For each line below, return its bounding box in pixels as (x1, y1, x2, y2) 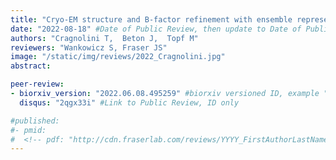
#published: (10, 116, 60, 126)
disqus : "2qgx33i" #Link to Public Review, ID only (19, 97, 240, 108)
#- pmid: (10, 125, 47, 135)
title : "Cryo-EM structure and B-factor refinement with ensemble (10, 14, 293, 25)
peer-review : (10, 79, 65, 90)
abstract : (10, 61, 52, 71)
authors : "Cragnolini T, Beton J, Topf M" (10, 33, 199, 43)
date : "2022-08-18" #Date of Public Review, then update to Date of (10, 24, 302, 34)
